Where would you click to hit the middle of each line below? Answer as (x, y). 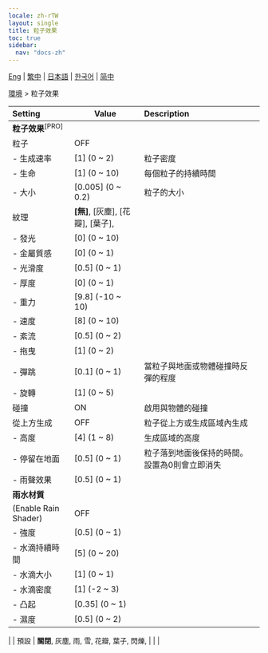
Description (167, 114)
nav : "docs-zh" (41, 53)
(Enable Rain (36, 509)
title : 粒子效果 (33, 30)
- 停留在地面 (36, 459)
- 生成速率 (32, 159)
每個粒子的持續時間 (180, 174)
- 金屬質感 (32, 254)
